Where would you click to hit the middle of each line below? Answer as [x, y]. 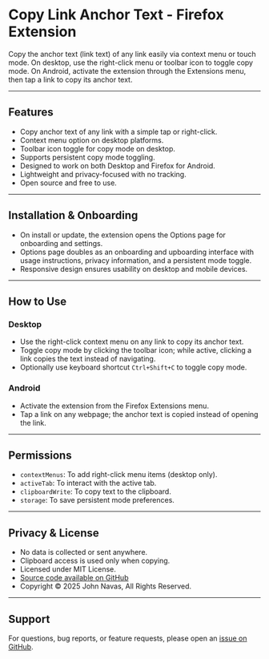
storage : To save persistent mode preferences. [97, 500]
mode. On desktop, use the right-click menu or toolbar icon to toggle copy [131, 63]
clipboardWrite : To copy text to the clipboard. [96, 491]
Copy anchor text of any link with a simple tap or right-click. [118, 131]
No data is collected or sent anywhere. [84, 552]
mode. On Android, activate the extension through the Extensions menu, [127, 71]
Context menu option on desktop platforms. [92, 140]
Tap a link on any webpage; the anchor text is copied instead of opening [139, 414]
